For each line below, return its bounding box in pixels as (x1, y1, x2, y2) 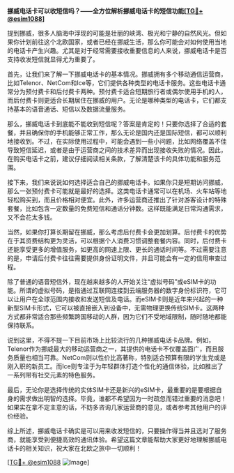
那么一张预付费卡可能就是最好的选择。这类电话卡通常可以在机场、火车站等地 (7, 187, 227, 195)
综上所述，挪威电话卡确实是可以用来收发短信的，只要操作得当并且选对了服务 (7, 427, 227, 435)
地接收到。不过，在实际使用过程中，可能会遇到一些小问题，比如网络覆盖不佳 (7, 137, 227, 145)
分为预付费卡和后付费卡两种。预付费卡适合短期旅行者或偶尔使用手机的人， (13, 87, 227, 96)
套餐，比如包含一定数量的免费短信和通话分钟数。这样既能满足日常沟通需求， (7, 204, 227, 212)
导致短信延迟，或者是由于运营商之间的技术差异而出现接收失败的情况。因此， (7, 146, 227, 154)
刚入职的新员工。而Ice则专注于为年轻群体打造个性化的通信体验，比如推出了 (7, 362, 224, 370)
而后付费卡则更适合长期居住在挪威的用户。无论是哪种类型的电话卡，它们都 (7, 96, 221, 104)
